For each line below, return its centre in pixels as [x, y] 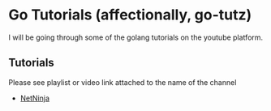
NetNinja [35, 98]
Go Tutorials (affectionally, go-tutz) [130, 15]
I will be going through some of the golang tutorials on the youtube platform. [136, 37]
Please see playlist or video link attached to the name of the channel [123, 82]
